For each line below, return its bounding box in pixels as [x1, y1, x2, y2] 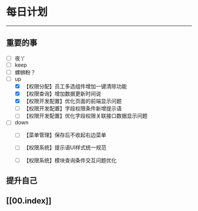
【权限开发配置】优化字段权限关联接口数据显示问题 [23, 113, 148, 120]
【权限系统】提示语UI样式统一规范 [23, 144, 107, 151]
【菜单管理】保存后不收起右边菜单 [23, 131, 107, 139]
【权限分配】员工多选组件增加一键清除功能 [23, 83, 127, 90]
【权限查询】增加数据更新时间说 [23, 90, 101, 97]
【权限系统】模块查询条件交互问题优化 [23, 157, 117, 164]
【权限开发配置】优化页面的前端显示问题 [23, 98, 122, 105]
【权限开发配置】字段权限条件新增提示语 [23, 105, 122, 112]
